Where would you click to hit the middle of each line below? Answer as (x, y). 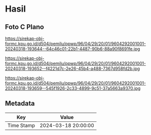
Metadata (20, 104)
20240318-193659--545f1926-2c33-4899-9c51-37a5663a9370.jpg (73, 88)
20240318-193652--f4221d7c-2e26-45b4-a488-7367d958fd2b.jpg (72, 68)
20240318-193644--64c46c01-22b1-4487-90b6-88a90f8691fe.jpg (73, 49)
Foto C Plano (25, 27)
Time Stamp (21, 125)
